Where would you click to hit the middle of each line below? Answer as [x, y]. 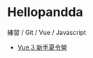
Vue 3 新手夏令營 [42, 47]
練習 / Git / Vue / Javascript [46, 32]
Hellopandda [45, 12]
